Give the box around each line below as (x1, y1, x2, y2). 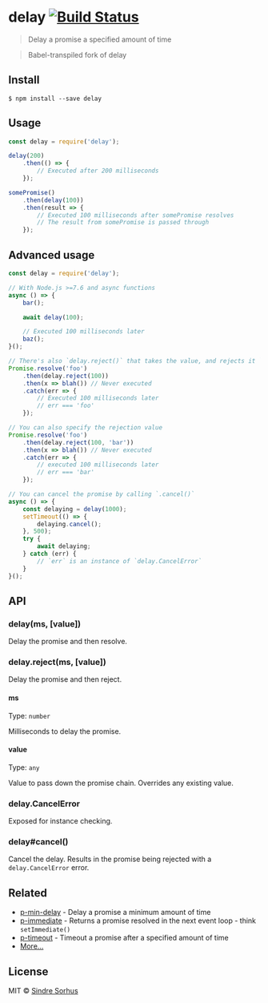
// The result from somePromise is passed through (37, 219, 210, 227)
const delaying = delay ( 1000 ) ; (22, 505, 127, 513)
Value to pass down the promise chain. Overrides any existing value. (8, 778, 234, 787)
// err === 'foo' (37, 401, 94, 410)
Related (8, 886, 48, 900)
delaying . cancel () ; (37, 520, 102, 528)
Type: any (8, 762, 40, 772)
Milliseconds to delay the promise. (8, 726, 122, 736)
